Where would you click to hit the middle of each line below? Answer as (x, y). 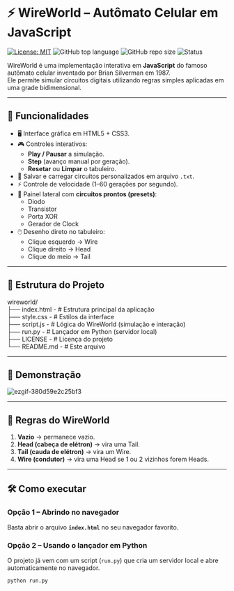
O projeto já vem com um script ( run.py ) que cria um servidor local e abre (113, 561)
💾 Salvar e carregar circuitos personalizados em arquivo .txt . (106, 176)
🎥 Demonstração (44, 375)
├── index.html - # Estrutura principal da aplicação (81, 309)
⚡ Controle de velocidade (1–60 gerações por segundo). (97, 184)
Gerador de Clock (53, 224)
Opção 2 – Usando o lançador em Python (77, 545)
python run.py (28, 581)
